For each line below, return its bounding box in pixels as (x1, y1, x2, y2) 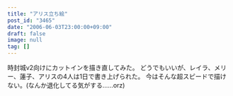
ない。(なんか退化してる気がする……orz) (7, 81, 125, 89)
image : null (7, 37, 42, 44)
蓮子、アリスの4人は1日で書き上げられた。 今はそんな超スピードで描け (19, 72, 227, 80)
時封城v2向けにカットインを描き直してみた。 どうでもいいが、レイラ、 (7, 64, 215, 71)
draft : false (7, 30, 46, 37)
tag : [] (7, 43, 30, 50)
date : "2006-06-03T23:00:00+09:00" (7, 23, 113, 30)
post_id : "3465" (7, 17, 55, 24)
